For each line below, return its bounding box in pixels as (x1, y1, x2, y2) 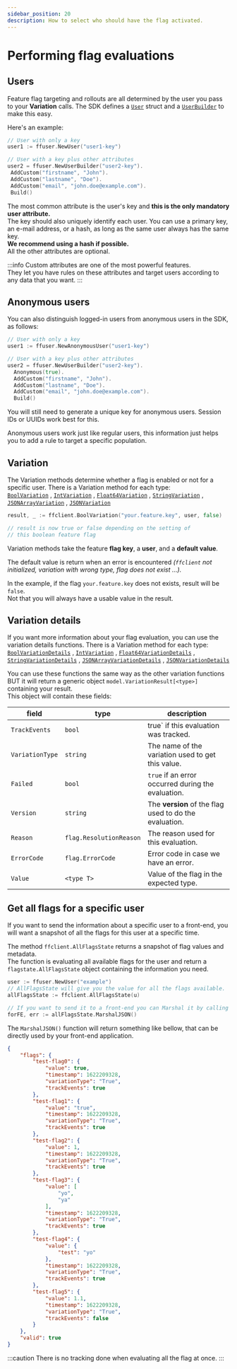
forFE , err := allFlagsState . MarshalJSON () (7, 1011, 138, 1018)
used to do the (147, 808, 196, 818)
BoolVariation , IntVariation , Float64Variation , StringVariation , (7, 491, 204, 499)
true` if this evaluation (147, 721, 220, 731)
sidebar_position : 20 (7, 10, 71, 18)
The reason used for (147, 828, 215, 838)
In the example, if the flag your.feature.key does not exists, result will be (7, 579, 220, 587)
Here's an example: (7, 123, 63, 132)
